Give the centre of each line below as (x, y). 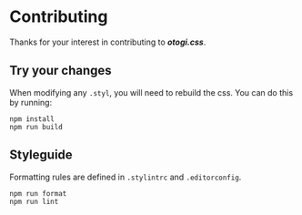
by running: (31, 102)
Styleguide (41, 155)
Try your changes (60, 71)
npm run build (36, 127)
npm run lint (34, 201)
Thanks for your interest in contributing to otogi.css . (108, 42)
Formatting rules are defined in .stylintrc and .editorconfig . (126, 177)
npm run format (38, 193)
